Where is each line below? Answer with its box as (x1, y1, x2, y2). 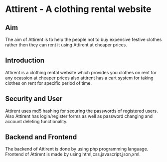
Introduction (5, 56, 45, 65)
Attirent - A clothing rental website (5, 3, 152, 15)
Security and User (5, 95, 63, 103)
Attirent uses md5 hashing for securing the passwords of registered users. (5, 108, 158, 114)
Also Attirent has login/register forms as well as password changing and (5, 113, 153, 119)
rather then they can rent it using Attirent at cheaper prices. (5, 42, 127, 48)
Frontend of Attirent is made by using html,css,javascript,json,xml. (5, 151, 141, 158)
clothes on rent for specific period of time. (5, 80, 92, 86)
